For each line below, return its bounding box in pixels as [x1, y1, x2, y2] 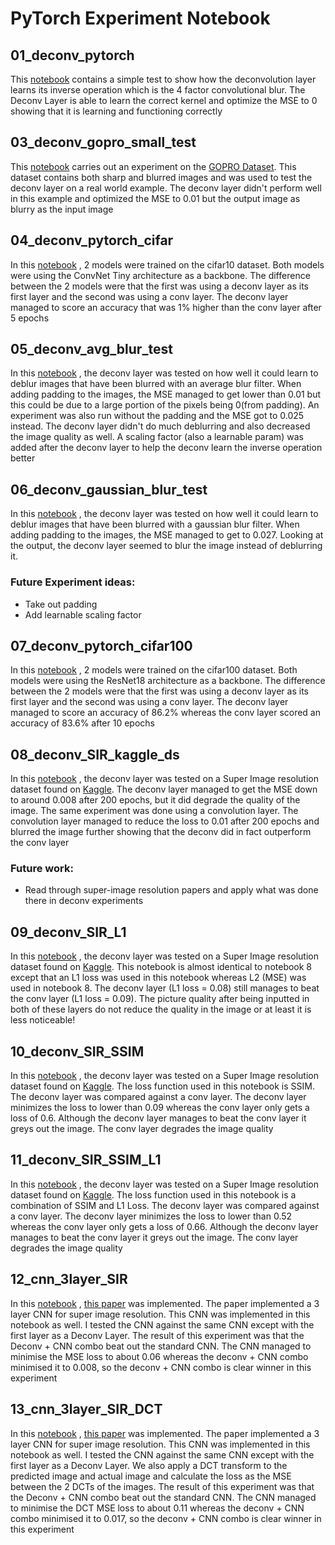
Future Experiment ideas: [10, 575, 136, 589]
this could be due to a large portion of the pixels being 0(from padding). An [10, 399, 320, 411]
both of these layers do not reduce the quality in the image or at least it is [10, 1003, 312, 1016]
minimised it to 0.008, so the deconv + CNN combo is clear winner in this [10, 1361, 312, 1373]
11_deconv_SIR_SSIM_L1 [10, 1152, 162, 1169]
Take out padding [24, 598, 98, 610]
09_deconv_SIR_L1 [10, 923, 127, 941]
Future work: [10, 862, 74, 876]
